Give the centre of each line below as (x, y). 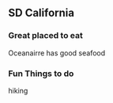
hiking (18, 90)
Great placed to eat (45, 36)
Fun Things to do (41, 73)
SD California (41, 13)
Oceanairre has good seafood (57, 53)
